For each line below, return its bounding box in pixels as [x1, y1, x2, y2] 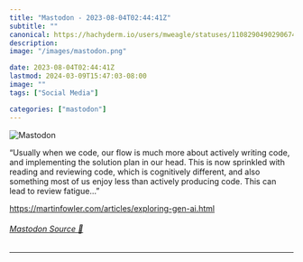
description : [9, 38, 59, 48]
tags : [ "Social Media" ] [9, 88, 99, 98]
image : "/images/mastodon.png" [9, 47, 127, 56]
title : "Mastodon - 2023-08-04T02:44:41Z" [9, 13, 171, 23]
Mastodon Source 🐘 [9, 223, 84, 235]
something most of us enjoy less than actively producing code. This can [9, 175, 277, 186]
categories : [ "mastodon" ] [9, 105, 106, 114]
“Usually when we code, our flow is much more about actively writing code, [9, 146, 290, 158]
